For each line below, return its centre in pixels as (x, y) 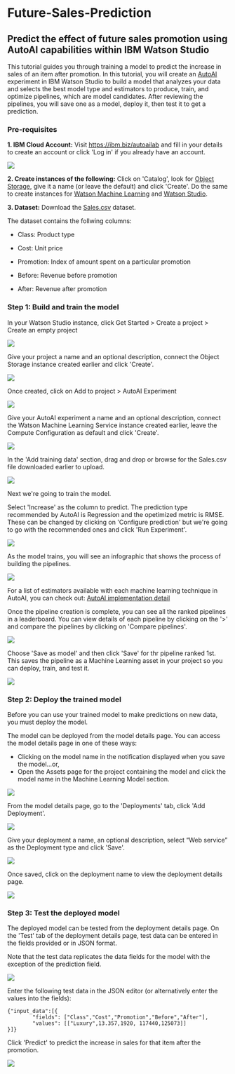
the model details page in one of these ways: (72, 743)
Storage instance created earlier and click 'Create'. (81, 364)
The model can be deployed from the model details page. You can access (114, 735)
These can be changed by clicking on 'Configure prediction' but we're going (117, 522)
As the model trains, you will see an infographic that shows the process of (114, 556)
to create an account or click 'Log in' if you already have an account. (106, 152)
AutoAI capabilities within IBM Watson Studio (108, 49)
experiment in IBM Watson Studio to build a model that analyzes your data (114, 81)
